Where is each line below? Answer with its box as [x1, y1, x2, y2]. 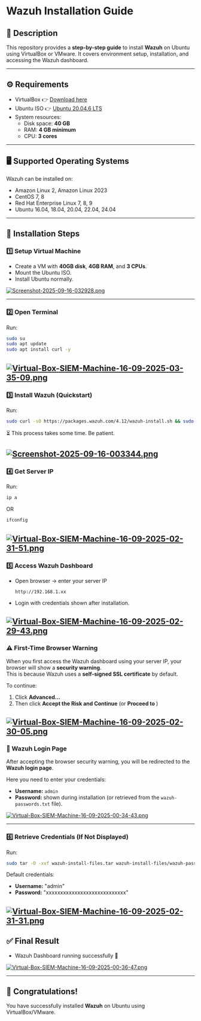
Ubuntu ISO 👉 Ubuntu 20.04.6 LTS [14, 105, 102, 112]
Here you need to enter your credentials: [6, 776, 106, 783]
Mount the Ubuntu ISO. [14, 269, 72, 276]
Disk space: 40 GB [23, 120, 71, 127]
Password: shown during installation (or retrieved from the [14, 794, 160, 801]
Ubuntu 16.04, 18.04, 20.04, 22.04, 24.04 [14, 205, 116, 213]
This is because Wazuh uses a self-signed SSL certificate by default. [6, 670, 178, 677]
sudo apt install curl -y [6, 347, 71, 353]
